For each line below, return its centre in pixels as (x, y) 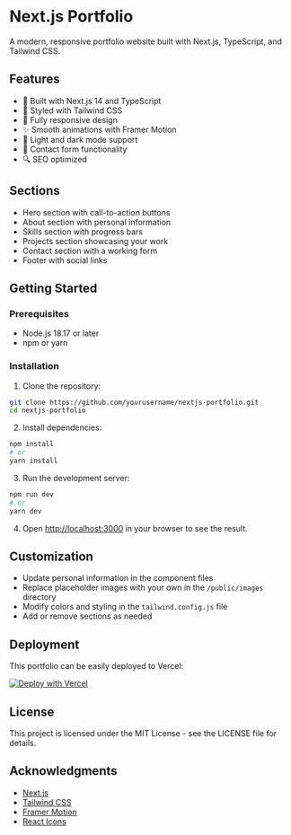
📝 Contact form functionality (75, 149)
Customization (52, 556)
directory (39, 597)
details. (23, 743)
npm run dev (31, 494)
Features (35, 79)
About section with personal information (97, 222)
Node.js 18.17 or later (61, 333)
